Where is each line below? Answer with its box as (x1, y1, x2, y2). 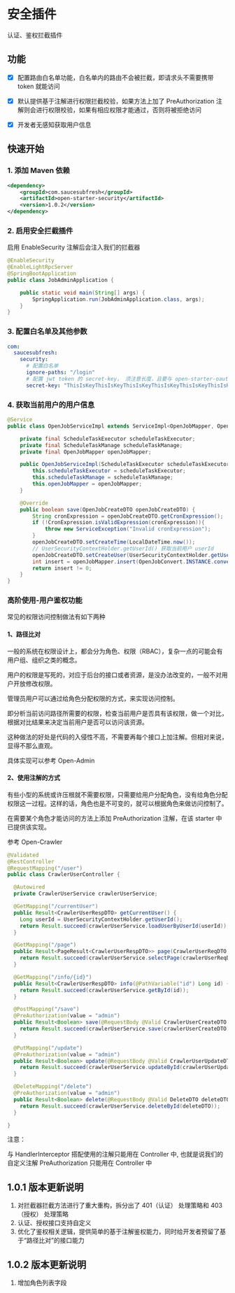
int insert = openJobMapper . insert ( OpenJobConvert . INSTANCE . (32, 558, 215, 565)
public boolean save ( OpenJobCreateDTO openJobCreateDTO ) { (20, 506, 196, 513)
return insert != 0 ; (32, 565, 92, 572)
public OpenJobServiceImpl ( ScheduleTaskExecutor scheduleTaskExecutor (20, 461, 230, 468)
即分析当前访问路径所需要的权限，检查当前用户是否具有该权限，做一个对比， (7, 709, 228, 717)
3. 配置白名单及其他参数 (7, 327, 87, 337)
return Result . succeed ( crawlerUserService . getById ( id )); (20, 987, 190, 994)
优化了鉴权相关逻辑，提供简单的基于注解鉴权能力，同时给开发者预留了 (17, 1227, 220, 1236)
